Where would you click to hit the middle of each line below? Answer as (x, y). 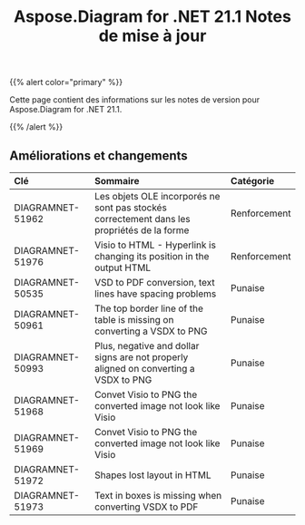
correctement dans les (142, 219)
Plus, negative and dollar (147, 346)
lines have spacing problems (155, 294)
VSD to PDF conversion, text (154, 282)
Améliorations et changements (98, 156)
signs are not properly (141, 357)
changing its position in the (152, 256)
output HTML (123, 267)
